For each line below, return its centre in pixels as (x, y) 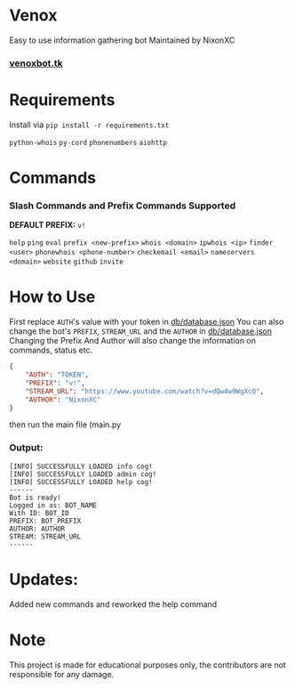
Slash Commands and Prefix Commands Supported (123, 206)
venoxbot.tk (36, 63)
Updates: (44, 579)
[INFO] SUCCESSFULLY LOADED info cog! (81, 466)
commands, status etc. (51, 350)
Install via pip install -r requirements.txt (89, 125)
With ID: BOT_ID (39, 513)
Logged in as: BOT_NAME (53, 505)
